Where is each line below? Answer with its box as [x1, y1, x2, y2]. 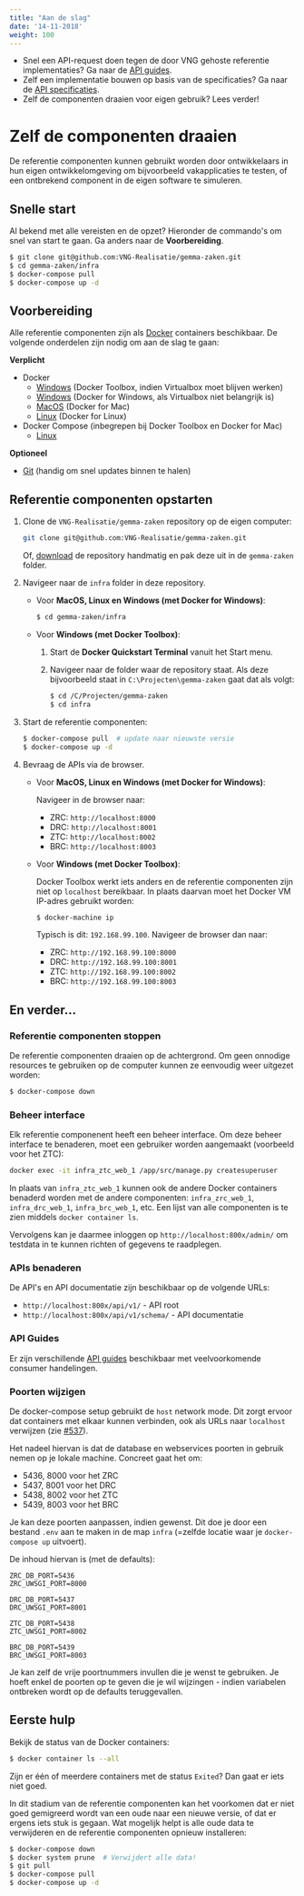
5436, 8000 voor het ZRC [22, 1470, 119, 1480]
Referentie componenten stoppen [9, 1029, 162, 1042]
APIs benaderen [9, 1261, 82, 1274]
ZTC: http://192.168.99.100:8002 [49, 966, 177, 978]
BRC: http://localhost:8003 [49, 840, 157, 851]
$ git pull [9, 1861, 51, 1871]
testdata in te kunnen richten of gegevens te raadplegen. [9, 1239, 222, 1250]
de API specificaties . [22, 84, 100, 95]
